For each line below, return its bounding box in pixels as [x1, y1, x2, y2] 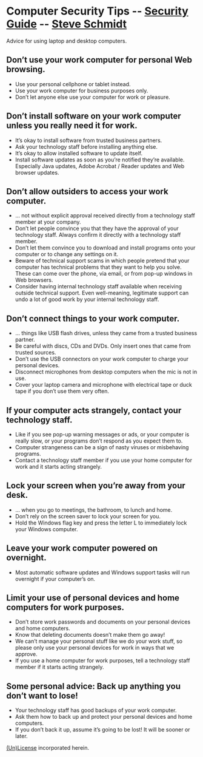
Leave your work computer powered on [6, 543, 158, 554]
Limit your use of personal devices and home [6, 593, 180, 603]
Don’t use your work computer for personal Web [6, 55, 193, 65]
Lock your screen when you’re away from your [6, 481, 186, 491]
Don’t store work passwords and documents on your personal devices [15, 618, 191, 626]
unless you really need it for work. [6, 120, 138, 131]
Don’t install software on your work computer [6, 111, 181, 121]
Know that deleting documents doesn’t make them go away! [15, 631, 165, 639]
